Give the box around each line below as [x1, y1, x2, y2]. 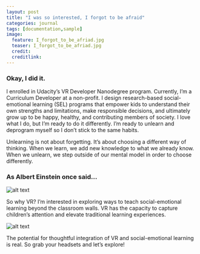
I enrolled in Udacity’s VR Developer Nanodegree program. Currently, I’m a [6, 87, 192, 95]
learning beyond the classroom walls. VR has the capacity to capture [6, 204, 178, 212]
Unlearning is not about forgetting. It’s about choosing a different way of [6, 138, 187, 145]
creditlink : [12, 54, 42, 60]
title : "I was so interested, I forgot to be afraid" [6, 15, 145, 21]
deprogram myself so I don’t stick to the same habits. [6, 126, 139, 133]
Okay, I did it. [6, 74, 45, 82]
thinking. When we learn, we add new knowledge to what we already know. [6, 144, 195, 152]
